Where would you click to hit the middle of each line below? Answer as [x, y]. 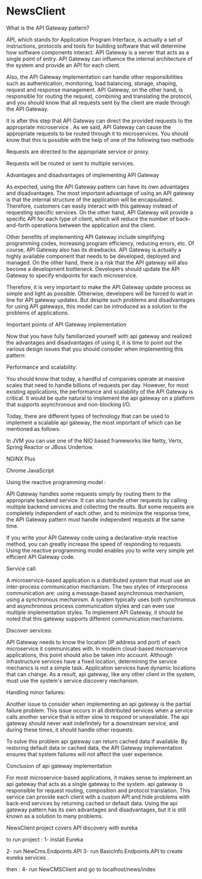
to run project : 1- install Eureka [45, 839]
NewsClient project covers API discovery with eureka [72, 828]
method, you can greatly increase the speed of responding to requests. [94, 544]
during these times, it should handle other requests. [70, 729]
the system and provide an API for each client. [63, 65]
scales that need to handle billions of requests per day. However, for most [98, 385]
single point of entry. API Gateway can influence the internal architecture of [99, 59]
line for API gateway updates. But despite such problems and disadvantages [101, 299]
